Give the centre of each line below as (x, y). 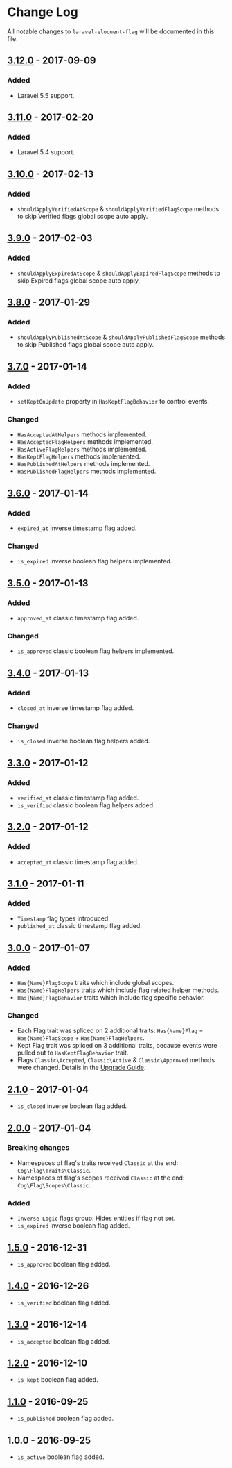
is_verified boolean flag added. (64, 1303)
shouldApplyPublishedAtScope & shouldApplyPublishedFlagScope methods (121, 337)
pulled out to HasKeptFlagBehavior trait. (73, 1053)
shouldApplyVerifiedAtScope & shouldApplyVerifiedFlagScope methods (118, 209)
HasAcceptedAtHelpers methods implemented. (82, 434)
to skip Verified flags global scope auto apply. (82, 216)
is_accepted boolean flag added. (64, 1341)
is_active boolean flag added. (61, 1457)
